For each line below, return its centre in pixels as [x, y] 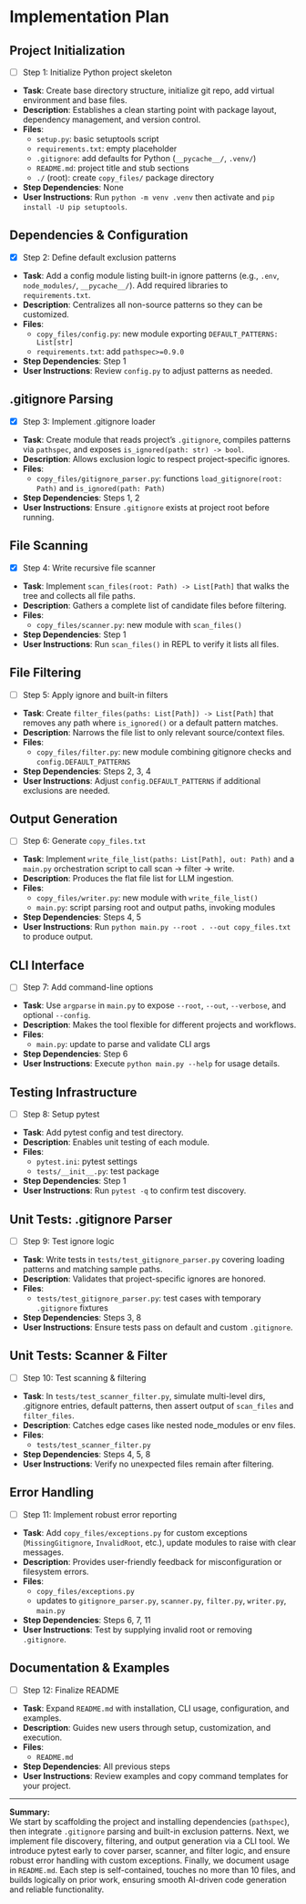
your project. [46, 1786]
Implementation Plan [90, 17]
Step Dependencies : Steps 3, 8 [82, 1318]
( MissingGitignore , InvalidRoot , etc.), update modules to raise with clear [159, 1542]
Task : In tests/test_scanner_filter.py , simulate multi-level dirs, [144, 1395]
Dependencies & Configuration [99, 236]
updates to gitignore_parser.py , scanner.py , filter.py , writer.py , [161, 1600]
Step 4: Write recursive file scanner [89, 568]
